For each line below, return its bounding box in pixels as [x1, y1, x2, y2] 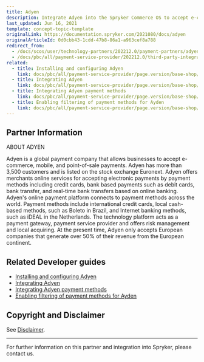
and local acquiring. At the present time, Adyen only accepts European [6, 226, 183, 234]
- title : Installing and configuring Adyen [12, 65, 123, 72]
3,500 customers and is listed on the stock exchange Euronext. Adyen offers [6, 168, 198, 176]
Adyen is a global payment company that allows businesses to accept [6, 155, 181, 163]
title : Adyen [6, 9, 39, 15]
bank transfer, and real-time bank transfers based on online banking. [6, 188, 178, 195]
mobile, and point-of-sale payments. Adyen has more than [36, 162, 182, 169]
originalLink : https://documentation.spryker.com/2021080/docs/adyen [6, 32, 186, 38]
